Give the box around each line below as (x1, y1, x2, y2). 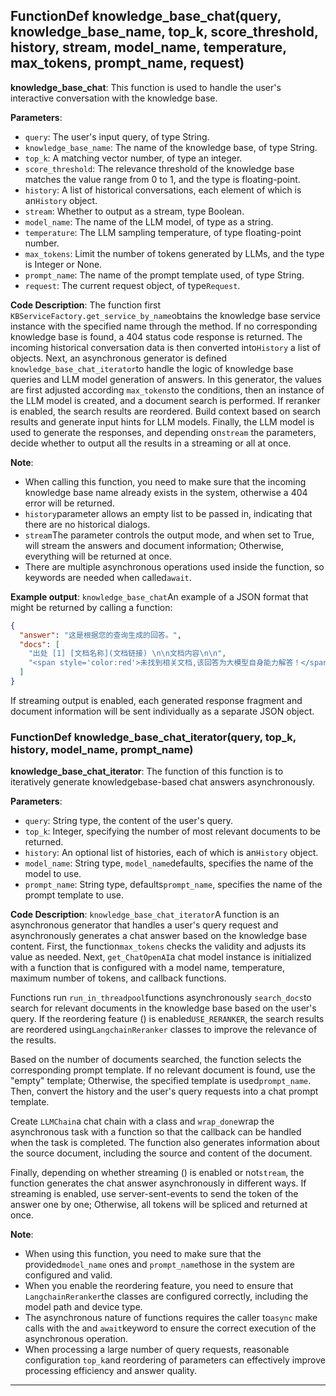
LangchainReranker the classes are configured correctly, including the (24, 1290, 309, 1303)
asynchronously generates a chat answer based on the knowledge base (10, 930, 308, 942)
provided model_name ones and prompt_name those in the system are (24, 1259, 296, 1271)
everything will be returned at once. (24, 550, 173, 562)
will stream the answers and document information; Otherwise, (24, 539, 285, 551)
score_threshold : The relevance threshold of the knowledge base (24, 162, 295, 174)
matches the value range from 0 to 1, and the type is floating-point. (24, 173, 301, 185)
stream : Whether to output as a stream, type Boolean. (24, 205, 245, 217)
